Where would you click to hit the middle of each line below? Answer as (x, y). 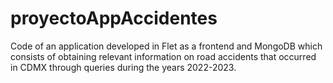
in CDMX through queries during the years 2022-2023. (123, 67)
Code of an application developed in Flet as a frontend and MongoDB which (166, 46)
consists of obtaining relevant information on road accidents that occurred (163, 56)
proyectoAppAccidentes (114, 18)
